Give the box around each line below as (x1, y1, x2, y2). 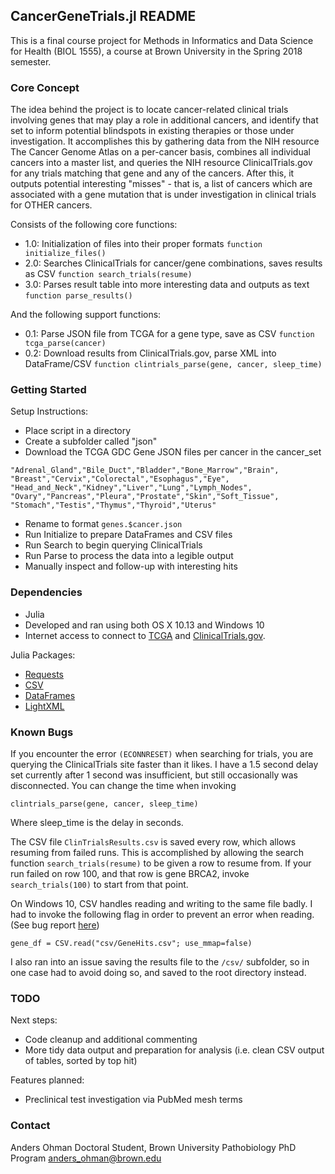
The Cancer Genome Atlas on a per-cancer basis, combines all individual (10, 146, 311, 158)
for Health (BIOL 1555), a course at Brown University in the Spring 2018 (10, 45, 303, 57)
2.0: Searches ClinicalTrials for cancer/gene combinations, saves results (24, 257, 323, 269)
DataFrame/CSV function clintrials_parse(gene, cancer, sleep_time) (24, 358, 323, 370)
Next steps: (10, 1014, 58, 1026)
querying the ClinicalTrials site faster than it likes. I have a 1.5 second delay (10, 759, 319, 770)
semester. (10, 55, 52, 68)
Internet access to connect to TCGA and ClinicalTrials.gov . (24, 629, 266, 641)
